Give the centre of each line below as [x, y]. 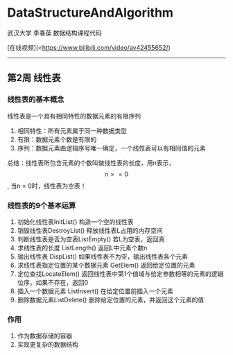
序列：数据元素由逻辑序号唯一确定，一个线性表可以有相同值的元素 [111, 148]
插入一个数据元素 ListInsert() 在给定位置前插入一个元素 [95, 291]
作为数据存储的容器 [45, 336]
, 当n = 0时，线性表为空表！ [47, 186]
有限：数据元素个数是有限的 [57, 139]
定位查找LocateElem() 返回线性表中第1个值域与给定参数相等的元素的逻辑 [120, 274]
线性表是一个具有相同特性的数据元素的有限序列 [74, 116]
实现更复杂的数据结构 [48, 345]
